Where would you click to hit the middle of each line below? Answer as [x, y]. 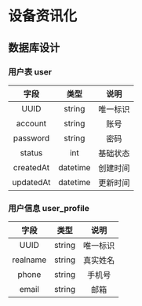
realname [29, 260]
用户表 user [30, 71]
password [31, 138]
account [31, 123]
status [31, 152]
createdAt [31, 167]
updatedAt [31, 182]
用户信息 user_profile [49, 208]
